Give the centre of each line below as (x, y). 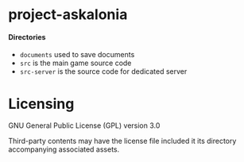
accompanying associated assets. (64, 149)
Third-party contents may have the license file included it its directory (122, 141)
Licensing (41, 104)
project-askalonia (68, 15)
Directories (27, 37)
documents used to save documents (77, 55)
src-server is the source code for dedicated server (103, 71)
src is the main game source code (76, 63)
